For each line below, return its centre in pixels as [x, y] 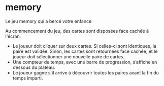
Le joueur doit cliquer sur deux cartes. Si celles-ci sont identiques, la [84, 46]
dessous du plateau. [34, 67]
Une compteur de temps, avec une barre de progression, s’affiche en [85, 62]
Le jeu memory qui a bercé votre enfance [48, 21]
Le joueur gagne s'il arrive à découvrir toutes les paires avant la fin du [86, 72]
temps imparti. [28, 78]
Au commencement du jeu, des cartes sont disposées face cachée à [77, 31]
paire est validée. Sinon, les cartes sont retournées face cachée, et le [85, 51]
